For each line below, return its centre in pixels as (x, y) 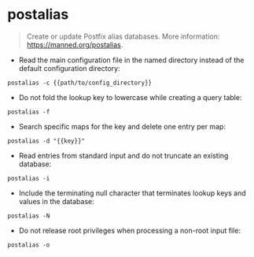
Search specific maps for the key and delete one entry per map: (122, 126)
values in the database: (57, 201)
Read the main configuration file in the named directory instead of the (131, 60)
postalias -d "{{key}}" (46, 141)
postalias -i (29, 178)
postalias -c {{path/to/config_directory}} (80, 83)
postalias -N (29, 216)
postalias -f (29, 112)
